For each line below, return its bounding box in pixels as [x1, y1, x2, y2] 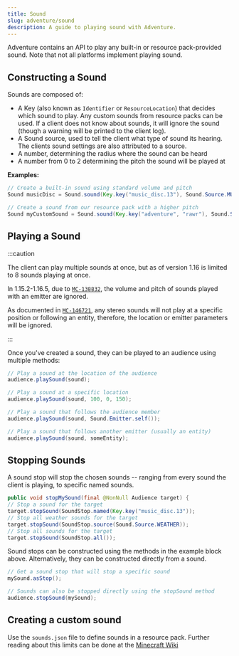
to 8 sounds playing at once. [7, 270, 91, 279]
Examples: [7, 171, 39, 179]
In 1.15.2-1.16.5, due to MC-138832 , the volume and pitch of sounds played [7, 284, 218, 292]
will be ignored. [7, 321, 53, 329]
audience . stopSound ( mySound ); [7, 595, 97, 602]
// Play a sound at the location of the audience [7, 369, 158, 377]
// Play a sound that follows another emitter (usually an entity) [7, 428, 212, 435]
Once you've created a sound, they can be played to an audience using [7, 348, 216, 356]
